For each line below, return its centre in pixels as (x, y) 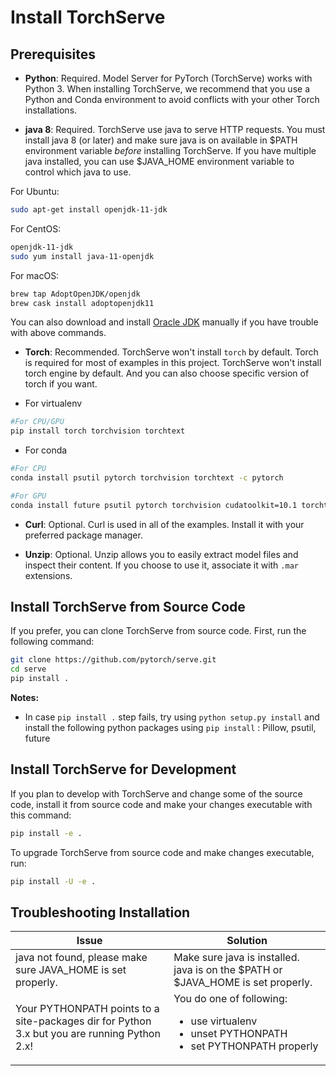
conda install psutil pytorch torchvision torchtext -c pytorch (147, 478)
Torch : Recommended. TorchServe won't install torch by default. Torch (171, 352)
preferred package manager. (83, 535)
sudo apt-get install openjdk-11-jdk (89, 210)
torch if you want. (61, 384)
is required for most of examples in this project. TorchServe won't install (173, 363)
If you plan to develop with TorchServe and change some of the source (156, 793)
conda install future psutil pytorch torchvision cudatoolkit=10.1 (154, 505)
